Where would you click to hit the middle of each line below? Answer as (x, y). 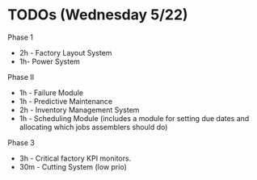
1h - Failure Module (51, 92)
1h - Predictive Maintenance (66, 101)
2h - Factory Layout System (65, 52)
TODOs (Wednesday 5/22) (98, 15)
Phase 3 (21, 142)
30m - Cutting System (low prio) (73, 166)
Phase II (21, 77)
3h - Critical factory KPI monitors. (75, 158)
